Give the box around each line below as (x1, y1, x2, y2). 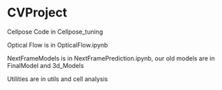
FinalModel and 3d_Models (7, 61, 84, 69)
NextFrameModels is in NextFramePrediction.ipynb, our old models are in (7, 54, 215, 63)
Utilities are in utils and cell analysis (7, 74, 108, 83)
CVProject (7, 5, 68, 21)
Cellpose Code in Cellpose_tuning (7, 27, 103, 36)
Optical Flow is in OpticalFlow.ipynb (7, 41, 108, 49)
